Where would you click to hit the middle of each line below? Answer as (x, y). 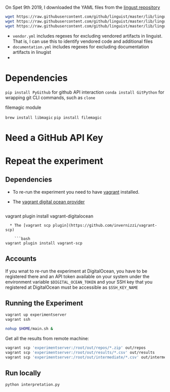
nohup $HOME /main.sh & (29, 329)
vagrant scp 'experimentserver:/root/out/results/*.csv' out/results (80, 352)
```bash (22, 238)
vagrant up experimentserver (36, 315)
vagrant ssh (18, 320)
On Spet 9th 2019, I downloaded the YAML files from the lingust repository (83, 7)
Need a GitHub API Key (54, 138)
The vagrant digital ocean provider (49, 202)
